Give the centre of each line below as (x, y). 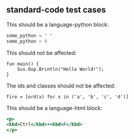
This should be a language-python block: (58, 24)
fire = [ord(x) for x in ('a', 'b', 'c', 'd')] (68, 97)
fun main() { (23, 64)
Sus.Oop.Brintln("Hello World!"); (61, 69)
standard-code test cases (56, 10)
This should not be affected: (42, 53)
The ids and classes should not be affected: (61, 86)
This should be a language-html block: (54, 108)
